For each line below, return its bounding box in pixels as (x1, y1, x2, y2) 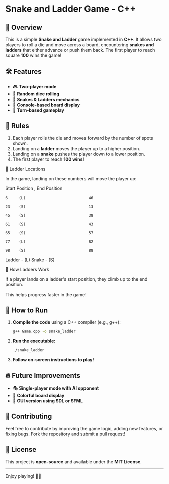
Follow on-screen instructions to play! (12, 357, 94, 363)
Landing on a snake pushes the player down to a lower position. (12, 151, 145, 157)
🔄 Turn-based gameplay (12, 107, 64, 113)
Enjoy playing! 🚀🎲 (5, 473, 42, 479)
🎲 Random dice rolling (12, 91, 59, 97)
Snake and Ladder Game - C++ (5, 3, 136, 15)
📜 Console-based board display (12, 102, 80, 108)
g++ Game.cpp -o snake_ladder (12, 329, 76, 334)
